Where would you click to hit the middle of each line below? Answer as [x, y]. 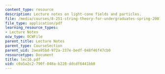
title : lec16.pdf [23, 59]
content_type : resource [29, 9]
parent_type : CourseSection [34, 46]
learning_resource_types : [31, 28]
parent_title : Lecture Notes [35, 41]
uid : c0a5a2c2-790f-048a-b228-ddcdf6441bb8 [50, 64]
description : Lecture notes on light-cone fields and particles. [73, 14]
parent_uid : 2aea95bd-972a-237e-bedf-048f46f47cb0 [58, 50]
